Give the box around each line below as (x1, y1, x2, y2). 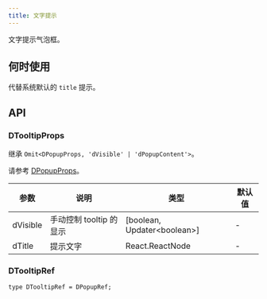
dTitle (12, 240, 34, 251)
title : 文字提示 (8, 11, 57, 20)
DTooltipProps (8, 130, 65, 141)
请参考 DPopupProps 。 (8, 166, 84, 176)
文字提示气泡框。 (8, 34, 64, 44)
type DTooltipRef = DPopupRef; (8, 283, 112, 291)
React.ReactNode (126, 240, 191, 251)
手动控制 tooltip (50, 214, 108, 225)
